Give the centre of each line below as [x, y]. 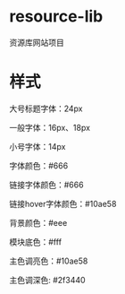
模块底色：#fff [36, 242]
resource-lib [56, 17]
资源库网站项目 [37, 42]
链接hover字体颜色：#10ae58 [63, 203]
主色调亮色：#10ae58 [49, 261]
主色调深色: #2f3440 [48, 280]
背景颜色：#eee [38, 222]
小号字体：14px [37, 146]
